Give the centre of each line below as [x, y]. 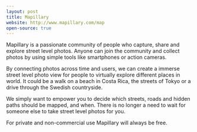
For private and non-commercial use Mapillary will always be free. [87, 123]
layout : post [22, 11]
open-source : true [29, 28]
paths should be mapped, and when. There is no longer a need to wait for [96, 105]
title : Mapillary [28, 17]
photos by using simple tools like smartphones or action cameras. [87, 57]
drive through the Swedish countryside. [54, 88]
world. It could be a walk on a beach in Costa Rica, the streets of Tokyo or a [99, 81]
